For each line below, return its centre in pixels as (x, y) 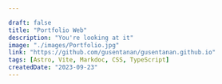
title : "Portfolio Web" (48, 30)
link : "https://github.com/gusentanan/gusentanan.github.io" (112, 53)
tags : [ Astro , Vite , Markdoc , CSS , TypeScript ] (89, 60)
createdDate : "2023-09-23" (53, 68)
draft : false (30, 22)
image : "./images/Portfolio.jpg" (64, 45)
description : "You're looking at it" (71, 38)
